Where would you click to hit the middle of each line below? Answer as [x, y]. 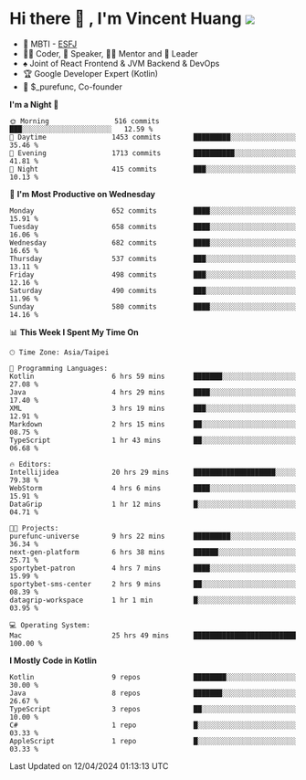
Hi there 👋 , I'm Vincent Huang [126, 19]
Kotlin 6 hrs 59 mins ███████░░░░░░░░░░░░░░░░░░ [153, 376]
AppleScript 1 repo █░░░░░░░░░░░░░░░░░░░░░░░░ [153, 741]
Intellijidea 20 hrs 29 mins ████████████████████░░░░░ [153, 472]
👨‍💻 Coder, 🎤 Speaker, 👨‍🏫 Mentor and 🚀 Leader [110, 53]
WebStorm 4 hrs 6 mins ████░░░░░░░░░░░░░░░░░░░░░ [153, 488]
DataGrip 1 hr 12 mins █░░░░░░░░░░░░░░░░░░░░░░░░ [153, 504]
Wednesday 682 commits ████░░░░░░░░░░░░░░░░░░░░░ [153, 242]
